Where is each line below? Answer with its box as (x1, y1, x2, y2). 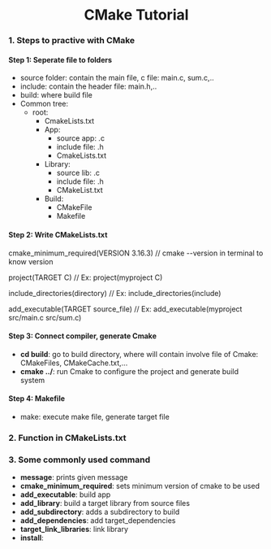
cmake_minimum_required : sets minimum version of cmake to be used (19, 481, 260, 491)
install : (19, 533, 45, 542)
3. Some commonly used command (8, 454, 151, 465)
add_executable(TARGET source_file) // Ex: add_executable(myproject (8, 303, 243, 314)
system (19, 375, 45, 385)
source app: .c (56, 133, 105, 143)
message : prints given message (19, 473, 128, 482)
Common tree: (19, 99, 69, 109)
